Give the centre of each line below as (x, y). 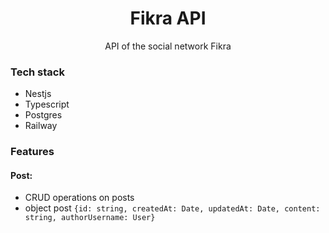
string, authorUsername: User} (90, 218)
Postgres (43, 115)
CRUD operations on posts (79, 198)
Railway (41, 126)
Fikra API (168, 18)
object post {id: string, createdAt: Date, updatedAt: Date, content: (172, 208)
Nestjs (38, 94)
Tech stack (37, 72)
